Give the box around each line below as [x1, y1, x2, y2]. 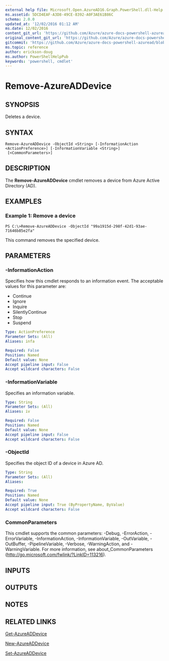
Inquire [12, 304, 28, 310]
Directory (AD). [5, 182, 37, 188]
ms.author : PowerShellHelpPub [5, 54, 69, 59]
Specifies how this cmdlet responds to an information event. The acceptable [5, 278, 163, 284]
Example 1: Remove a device [5, 212, 76, 219]
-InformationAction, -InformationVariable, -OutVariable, [35, 536, 149, 542]
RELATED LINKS [5, 617, 56, 626]
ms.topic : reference [5, 45, 49, 50]
